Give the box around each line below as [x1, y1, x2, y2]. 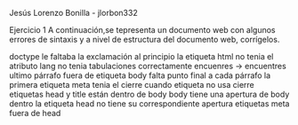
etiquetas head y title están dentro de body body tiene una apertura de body [9, 89, 290, 99]
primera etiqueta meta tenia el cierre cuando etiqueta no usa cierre [9, 80, 255, 90]
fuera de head [9, 108, 61, 118]
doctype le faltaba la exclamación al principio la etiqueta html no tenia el [9, 51, 274, 61]
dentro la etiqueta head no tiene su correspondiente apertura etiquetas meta [9, 98, 290, 109]
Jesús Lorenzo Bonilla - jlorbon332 [9, 8, 138, 18]
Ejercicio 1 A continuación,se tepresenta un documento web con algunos [9, 25, 276, 35]
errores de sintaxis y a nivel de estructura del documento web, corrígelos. [9, 35, 280, 44]
